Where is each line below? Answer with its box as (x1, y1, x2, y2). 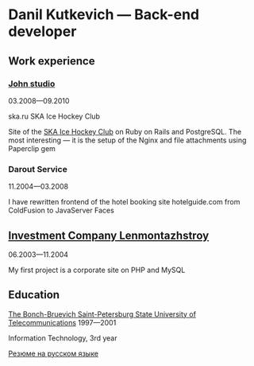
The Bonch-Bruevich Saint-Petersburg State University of (8, 309, 197, 319)
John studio (8, 78, 56, 89)
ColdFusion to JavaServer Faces (8, 205, 115, 216)
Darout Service (8, 163, 67, 174)
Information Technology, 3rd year (8, 333, 117, 343)
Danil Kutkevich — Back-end (8, 6, 200, 24)
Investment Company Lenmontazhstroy (8, 228, 210, 242)
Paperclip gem (8, 143, 56, 153)
